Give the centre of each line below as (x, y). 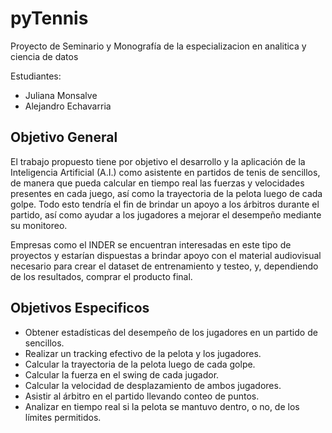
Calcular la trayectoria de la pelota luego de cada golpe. (140, 364)
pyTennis (49, 18)
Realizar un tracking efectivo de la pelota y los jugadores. (143, 353)
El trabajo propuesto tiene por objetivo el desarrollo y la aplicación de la (158, 161)
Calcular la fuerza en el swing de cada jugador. (122, 374)
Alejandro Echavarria (68, 106)
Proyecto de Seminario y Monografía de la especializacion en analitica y (158, 46)
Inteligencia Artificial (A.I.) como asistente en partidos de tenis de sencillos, (165, 172)
